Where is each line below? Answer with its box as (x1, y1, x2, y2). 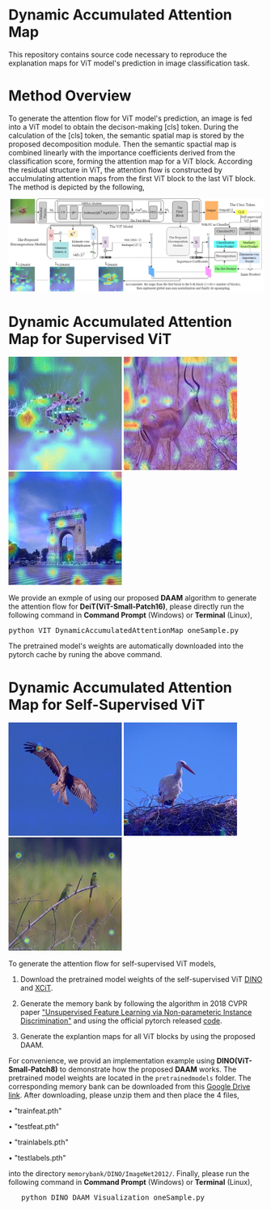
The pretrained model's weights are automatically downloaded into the (8, 641, 244, 651)
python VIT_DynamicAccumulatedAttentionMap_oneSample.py (8, 626, 239, 635)
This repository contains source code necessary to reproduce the (8, 49, 228, 59)
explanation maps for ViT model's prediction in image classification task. (8, 58, 251, 68)
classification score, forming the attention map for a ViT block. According (8, 156, 253, 166)
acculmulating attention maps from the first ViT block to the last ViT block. (8, 173, 256, 183)
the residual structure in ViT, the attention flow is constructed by (8, 164, 222, 175)
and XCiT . (19, 983, 53, 993)
